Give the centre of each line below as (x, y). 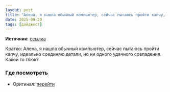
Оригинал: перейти (34, 84)
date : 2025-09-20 (24, 19)
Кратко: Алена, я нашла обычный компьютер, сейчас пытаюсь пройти (82, 49)
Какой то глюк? (22, 60)
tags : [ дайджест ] (24, 24)
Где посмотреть (27, 73)
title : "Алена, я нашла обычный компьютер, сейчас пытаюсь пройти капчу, (86, 15)
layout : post (19, 10)
